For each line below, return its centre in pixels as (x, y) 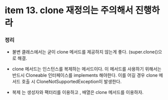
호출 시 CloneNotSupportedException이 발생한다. (72, 82)
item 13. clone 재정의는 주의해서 (69, 10)
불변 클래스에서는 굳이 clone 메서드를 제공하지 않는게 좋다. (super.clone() (85, 52)
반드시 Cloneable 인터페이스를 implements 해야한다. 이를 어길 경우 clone (85, 75)
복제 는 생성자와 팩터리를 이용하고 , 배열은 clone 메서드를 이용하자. (78, 92)
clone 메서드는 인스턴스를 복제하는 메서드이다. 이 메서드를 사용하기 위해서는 (87, 69)
